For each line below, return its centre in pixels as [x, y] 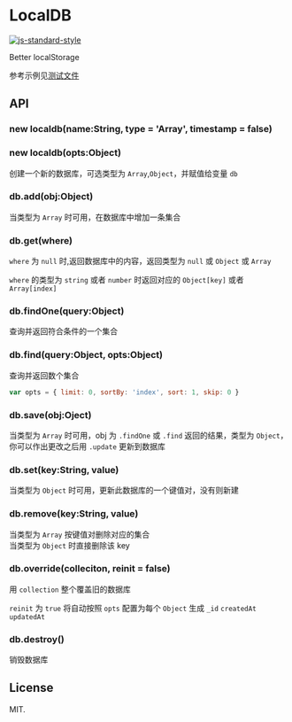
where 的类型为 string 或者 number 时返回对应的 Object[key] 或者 [127, 280]
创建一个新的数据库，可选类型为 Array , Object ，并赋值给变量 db [123, 173]
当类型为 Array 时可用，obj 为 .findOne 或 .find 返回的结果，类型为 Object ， [149, 435]
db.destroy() [37, 639]
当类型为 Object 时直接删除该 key [69, 545]
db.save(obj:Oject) [50, 415]
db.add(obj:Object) [51, 197]
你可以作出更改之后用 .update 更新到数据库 [87, 446]
